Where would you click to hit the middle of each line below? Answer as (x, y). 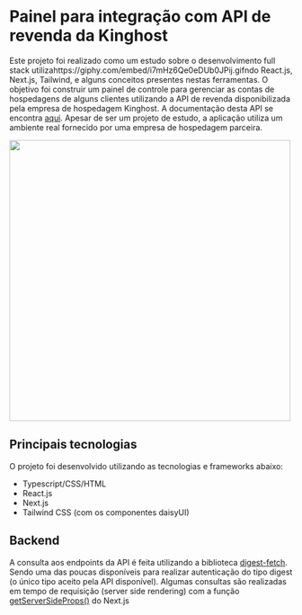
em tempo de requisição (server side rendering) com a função (124, 591)
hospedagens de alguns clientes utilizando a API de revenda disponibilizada (150, 98)
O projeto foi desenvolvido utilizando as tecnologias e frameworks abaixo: (146, 466)
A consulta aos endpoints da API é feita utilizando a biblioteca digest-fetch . (148, 562)
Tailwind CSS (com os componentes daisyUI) (106, 512)
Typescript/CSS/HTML (64, 484)
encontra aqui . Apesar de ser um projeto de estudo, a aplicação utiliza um (146, 118)
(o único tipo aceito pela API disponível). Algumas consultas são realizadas (148, 581)
